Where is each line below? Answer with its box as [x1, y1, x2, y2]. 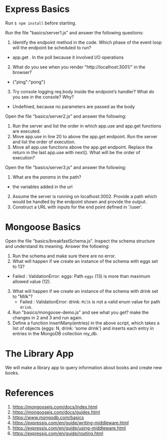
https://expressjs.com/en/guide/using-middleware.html [12, 425, 126, 431]
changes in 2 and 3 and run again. [12, 314, 83, 320]
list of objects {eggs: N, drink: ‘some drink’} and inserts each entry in [12, 325, 154, 331]
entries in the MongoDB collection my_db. [12, 330, 98, 336]
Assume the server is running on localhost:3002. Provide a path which [12, 193, 157, 199]
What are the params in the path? [12, 174, 81, 180]
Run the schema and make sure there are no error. [12, 253, 116, 259]
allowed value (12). [12, 278, 51, 284]
